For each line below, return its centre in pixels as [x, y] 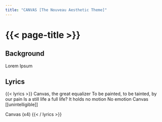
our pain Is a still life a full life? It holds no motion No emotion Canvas [77, 99]
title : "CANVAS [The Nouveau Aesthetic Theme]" [56, 10]
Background [25, 54]
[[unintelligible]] [22, 105]
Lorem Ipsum [19, 66]
